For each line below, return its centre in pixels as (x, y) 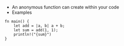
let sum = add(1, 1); (36, 30)
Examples (22, 12)
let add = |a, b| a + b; (39, 26)
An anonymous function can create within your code (65, 7)
